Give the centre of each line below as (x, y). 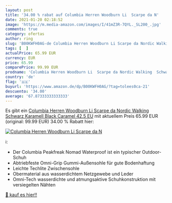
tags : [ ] (17, 48)
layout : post (19, 10)
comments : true (21, 29)
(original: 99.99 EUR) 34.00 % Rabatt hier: (50, 122)
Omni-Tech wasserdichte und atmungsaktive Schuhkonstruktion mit (84, 179)
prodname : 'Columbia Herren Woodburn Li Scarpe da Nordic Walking (79, 72)
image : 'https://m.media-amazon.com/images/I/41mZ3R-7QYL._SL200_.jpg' (83, 24)
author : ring (19, 39)
